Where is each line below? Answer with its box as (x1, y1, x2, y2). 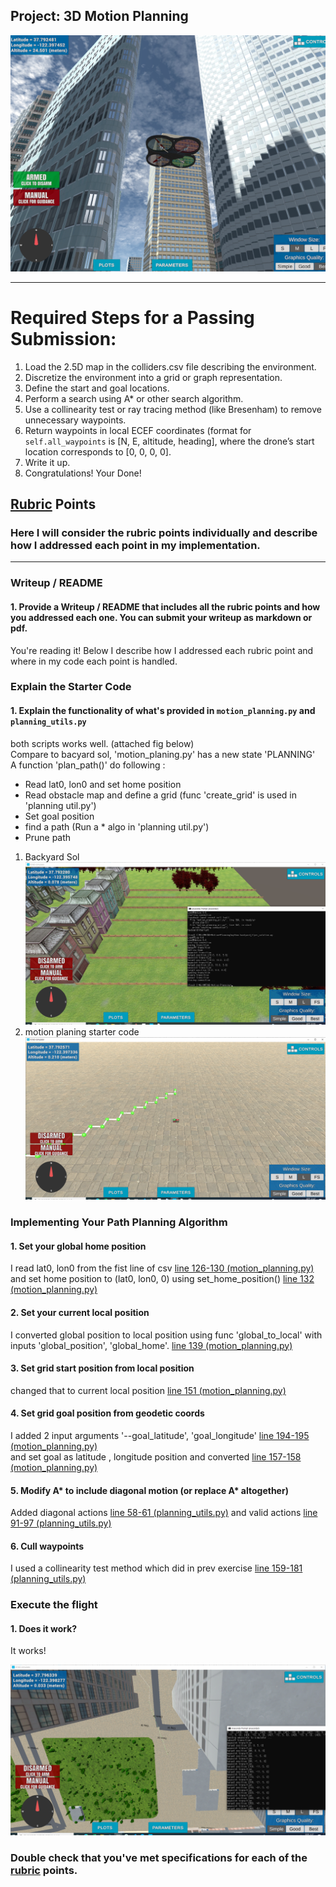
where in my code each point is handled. (10, 655, 178, 667)
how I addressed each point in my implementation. (10, 539, 261, 553)
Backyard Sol (24, 850, 80, 863)
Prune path (24, 831, 72, 843)
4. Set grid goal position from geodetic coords (10, 1407, 205, 1419)
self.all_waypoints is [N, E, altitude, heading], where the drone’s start (24, 435, 315, 447)
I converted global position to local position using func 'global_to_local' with (10, 1329, 323, 1341)
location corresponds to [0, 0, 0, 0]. (24, 445, 172, 458)
